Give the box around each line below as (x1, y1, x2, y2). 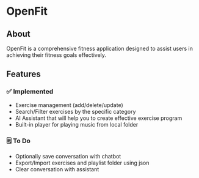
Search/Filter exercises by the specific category (15, 108, 136, 115)
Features (6, 69, 41, 80)
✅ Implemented (6, 87, 54, 96)
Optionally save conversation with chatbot (15, 152, 121, 160)
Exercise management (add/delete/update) (15, 101, 123, 108)
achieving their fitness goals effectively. (6, 51, 107, 59)
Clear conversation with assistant (15, 165, 99, 172)
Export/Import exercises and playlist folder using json (15, 159, 150, 166)
